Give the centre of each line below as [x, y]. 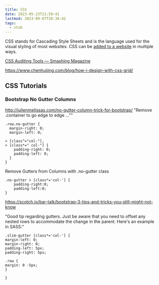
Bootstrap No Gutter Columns [40, 99]
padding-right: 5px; [26, 253]
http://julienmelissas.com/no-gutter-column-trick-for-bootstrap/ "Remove [79, 110]
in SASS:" [15, 226]
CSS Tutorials [26, 86]
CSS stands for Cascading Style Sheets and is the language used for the [77, 41]
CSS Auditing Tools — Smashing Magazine [48, 61]
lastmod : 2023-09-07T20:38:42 [36, 18]
